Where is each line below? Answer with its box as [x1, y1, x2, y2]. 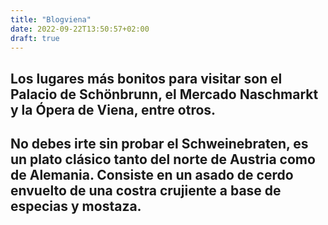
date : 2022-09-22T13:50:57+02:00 [10, 24, 150, 34]
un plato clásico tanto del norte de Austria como [10, 151, 316, 168]
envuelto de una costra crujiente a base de [10, 182, 282, 200]
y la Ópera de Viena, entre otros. [10, 101, 217, 118]
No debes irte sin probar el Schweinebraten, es [10, 136, 309, 153]
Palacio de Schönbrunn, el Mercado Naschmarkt [10, 86, 319, 103]
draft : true [10, 33, 60, 43]
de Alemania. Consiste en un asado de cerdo [10, 167, 294, 184]
